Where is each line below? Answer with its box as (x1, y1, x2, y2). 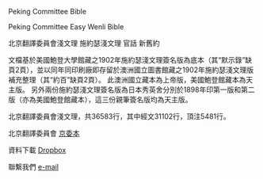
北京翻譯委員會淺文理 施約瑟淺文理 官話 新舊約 (8, 39, 160, 48)
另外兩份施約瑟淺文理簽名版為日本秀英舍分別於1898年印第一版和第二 (30, 85, 255, 94)
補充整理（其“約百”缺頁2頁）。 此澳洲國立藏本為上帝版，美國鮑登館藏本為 (8, 75, 246, 84)
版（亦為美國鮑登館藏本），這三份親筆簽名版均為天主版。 (8, 95, 192, 104)
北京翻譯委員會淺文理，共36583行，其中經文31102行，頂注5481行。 (8, 112, 231, 121)
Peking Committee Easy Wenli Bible (8, 22, 124, 31)
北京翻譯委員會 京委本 (8, 128, 80, 138)
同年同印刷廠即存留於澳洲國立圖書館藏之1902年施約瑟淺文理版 (50, 65, 254, 74)
